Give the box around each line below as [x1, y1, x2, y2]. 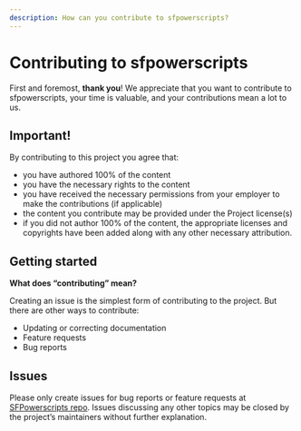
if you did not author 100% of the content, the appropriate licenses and [22, 218, 288, 229]
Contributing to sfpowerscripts [9, 52, 248, 73]
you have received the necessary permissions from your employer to [22, 189, 280, 200]
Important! [9, 128, 71, 143]
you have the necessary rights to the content [22, 179, 190, 191]
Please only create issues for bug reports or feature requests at [9, 392, 247, 403]
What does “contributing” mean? [9, 278, 138, 289]
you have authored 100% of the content [22, 170, 171, 181]
